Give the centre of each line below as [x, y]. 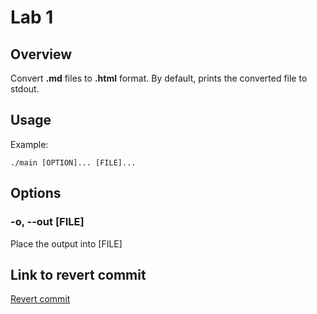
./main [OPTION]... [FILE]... [73, 162]
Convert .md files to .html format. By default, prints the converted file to [159, 78]
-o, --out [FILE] [47, 222]
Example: [29, 144]
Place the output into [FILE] [66, 243]
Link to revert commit [78, 274]
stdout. [25, 89]
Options [36, 193]
